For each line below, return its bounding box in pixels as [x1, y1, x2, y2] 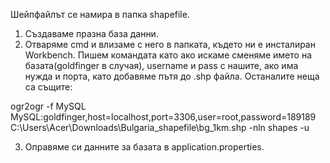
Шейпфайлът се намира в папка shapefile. [10, 9, 190, 20]
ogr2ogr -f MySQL [10, 100, 87, 112]
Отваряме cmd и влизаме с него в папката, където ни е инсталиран [24, 39, 316, 50]
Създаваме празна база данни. [24, 28, 159, 39]
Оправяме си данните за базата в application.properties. [24, 141, 265, 153]
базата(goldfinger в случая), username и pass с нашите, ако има [24, 60, 299, 71]
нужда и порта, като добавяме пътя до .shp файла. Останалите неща [24, 70, 320, 82]
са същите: [24, 81, 73, 93]
